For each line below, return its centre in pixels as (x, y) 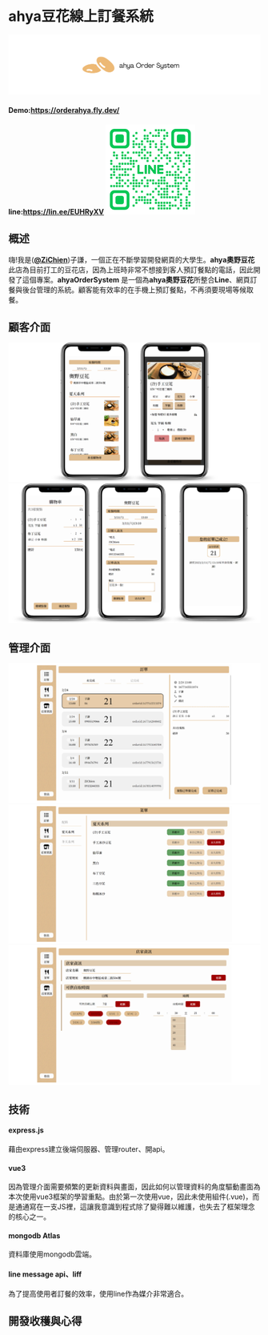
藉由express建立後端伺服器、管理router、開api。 (89, 1149)
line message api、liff (45, 1274)
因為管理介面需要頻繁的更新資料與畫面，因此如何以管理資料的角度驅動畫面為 (134, 1187)
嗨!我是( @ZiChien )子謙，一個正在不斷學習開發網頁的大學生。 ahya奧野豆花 (132, 259)
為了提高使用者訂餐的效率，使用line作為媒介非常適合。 (98, 1293)
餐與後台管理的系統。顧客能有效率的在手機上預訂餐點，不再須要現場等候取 (131, 290)
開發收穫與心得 (45, 1321)
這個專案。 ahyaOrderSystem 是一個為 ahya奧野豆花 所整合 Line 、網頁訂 (140, 279)
